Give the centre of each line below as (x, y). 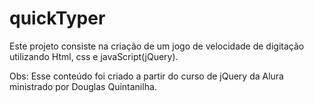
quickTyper (57, 18)
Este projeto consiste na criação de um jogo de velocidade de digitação (157, 46)
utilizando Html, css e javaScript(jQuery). (94, 56)
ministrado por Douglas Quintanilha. (83, 86)
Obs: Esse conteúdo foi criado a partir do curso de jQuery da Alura (146, 76)
